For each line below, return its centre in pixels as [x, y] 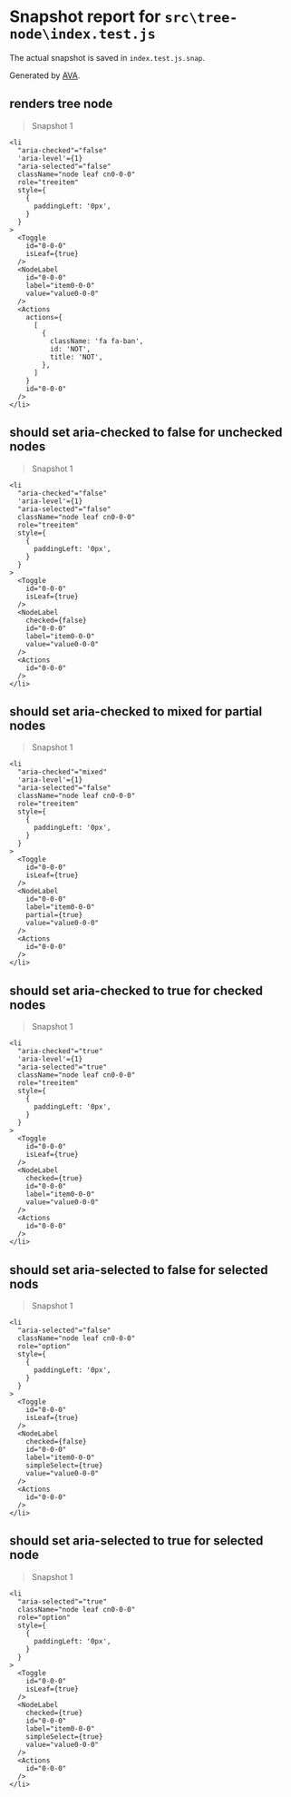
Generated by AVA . [45, 75]
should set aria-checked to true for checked [136, 990]
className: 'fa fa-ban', [97, 341]
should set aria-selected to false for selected [139, 1270]
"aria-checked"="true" [60, 1052]
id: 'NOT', [70, 349]
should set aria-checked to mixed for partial [136, 711]
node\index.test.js [82, 34]
